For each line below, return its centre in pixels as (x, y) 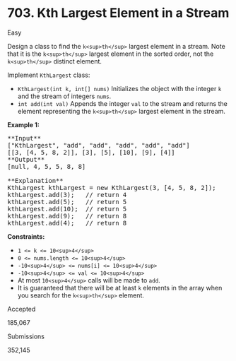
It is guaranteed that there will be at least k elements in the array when (120, 288)
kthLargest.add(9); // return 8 (67, 216)
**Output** (26, 159)
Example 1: (24, 124)
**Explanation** (35, 180)
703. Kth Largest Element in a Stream (118, 13)
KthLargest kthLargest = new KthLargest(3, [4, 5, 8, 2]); (112, 188)
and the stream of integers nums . (64, 96)
